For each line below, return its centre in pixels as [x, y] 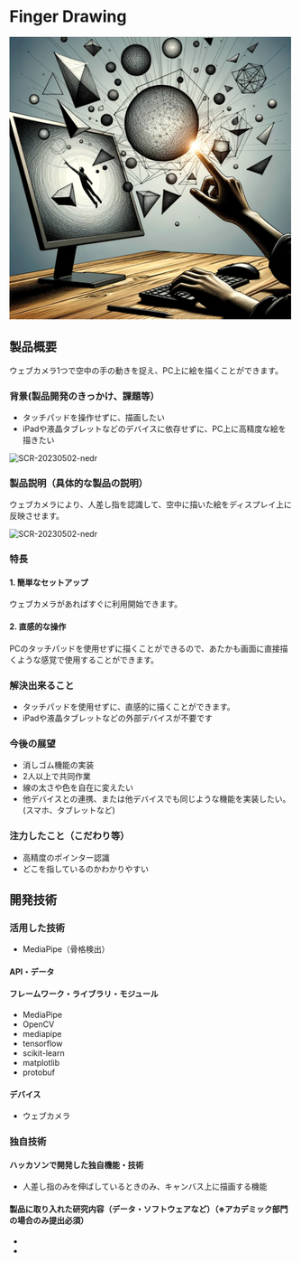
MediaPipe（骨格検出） [66, 949]
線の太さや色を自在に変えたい [78, 787]
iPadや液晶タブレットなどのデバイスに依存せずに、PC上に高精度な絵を [154, 429]
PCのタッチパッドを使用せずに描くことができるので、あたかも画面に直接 [145, 648]
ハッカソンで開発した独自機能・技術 [77, 1164]
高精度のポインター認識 [66, 857]
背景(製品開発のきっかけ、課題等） [84, 396]
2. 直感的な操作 [38, 626]
